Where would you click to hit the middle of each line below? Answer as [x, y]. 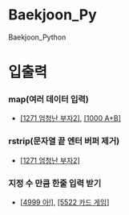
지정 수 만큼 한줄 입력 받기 [55, 183]
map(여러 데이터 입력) [49, 100]
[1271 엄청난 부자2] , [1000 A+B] [71, 118]
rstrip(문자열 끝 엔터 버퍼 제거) [64, 141]
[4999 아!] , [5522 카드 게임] [64, 202]
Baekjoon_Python [37, 37]
